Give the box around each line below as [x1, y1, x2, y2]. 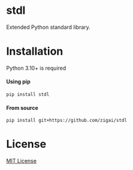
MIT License [6, 157, 37, 165]
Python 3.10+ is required [6, 64, 66, 71]
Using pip [6, 78, 31, 85]
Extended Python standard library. [6, 23, 91, 31]
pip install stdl [6, 91, 50, 98]
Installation [6, 44, 64, 58]
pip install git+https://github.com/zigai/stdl [6, 118, 128, 124]
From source [6, 104, 39, 111]
